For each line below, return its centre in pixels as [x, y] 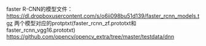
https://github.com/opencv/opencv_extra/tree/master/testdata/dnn [90, 36]
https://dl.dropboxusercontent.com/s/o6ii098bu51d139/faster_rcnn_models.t [103, 16]
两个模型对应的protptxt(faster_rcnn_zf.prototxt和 [75, 23]
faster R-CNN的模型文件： [40, 9]
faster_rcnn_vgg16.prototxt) [41, 30]
